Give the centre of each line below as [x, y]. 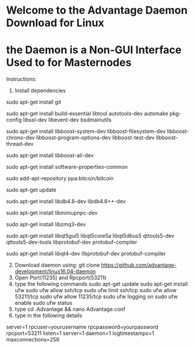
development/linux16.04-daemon [55, 272]
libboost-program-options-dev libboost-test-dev [96, 138]
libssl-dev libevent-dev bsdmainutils [67, 120]
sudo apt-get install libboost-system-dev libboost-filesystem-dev [86, 132]
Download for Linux [55, 23]
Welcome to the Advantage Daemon [97, 10]
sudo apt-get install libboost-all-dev [50, 155]
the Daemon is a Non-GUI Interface [94, 50]
